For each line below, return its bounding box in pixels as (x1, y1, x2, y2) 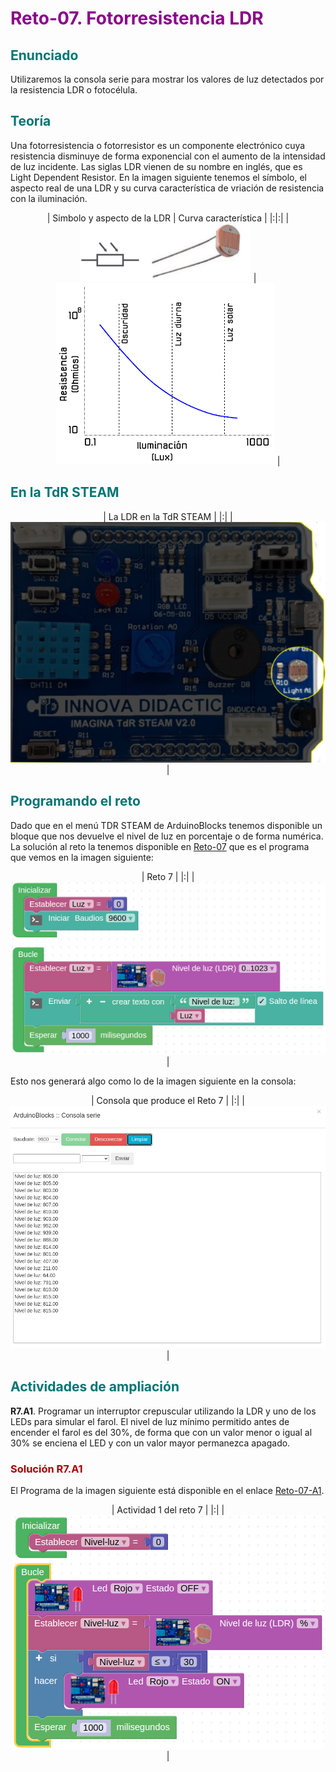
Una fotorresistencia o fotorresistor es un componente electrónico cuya (10, 139, 306, 151)
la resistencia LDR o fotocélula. (10, 84, 138, 96)
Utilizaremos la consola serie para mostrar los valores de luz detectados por (10, 73, 325, 85)
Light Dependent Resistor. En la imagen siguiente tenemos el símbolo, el (10, 171, 307, 183)
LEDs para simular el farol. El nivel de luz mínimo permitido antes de (10, 1415, 290, 1427)
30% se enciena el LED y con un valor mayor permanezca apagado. (10, 1437, 291, 1449)
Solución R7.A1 (10, 1462, 83, 1476)
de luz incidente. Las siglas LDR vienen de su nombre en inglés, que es (10, 160, 303, 172)
